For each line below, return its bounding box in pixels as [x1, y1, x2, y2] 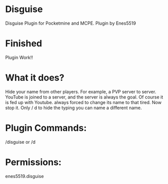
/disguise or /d [5, 139, 36, 145]
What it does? [5, 72, 65, 83]
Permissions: [5, 156, 62, 168]
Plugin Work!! [5, 54, 33, 60]
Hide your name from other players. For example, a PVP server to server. [5, 88, 156, 95]
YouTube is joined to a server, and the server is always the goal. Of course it [5, 94, 163, 100]
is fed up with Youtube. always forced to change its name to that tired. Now [5, 99, 162, 105]
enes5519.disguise [5, 173, 44, 179]
